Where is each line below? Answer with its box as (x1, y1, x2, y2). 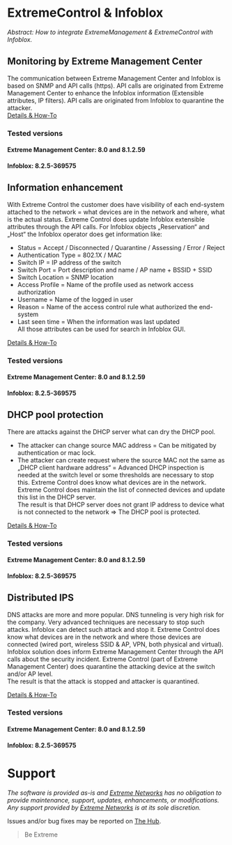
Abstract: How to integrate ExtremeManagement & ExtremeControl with (7, 28, 214, 36)
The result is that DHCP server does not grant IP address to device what (17, 500, 225, 509)
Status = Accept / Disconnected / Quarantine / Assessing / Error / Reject (17, 243, 225, 251)
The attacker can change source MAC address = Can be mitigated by (17, 441, 217, 449)
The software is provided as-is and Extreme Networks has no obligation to (7, 789, 222, 797)
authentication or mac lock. (17, 448, 96, 457)
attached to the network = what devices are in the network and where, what (7, 208, 225, 216)
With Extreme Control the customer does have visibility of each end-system (7, 200, 225, 208)
